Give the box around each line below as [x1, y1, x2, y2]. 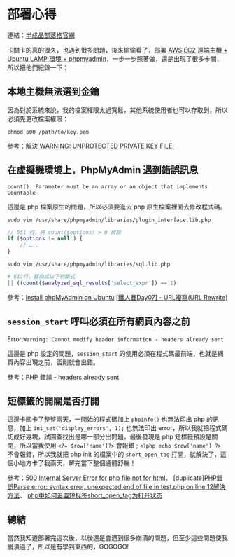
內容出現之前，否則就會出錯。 [13, 358, 99, 366]
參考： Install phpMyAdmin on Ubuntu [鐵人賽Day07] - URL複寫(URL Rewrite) [7, 293, 228, 301]
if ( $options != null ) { [7, 235, 83, 242]
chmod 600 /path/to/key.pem [7, 128, 90, 135]
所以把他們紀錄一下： [7, 63, 69, 71]
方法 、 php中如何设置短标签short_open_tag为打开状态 [7, 491, 163, 500]
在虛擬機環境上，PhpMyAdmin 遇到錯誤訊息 [7, 164, 199, 176]
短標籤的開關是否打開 [7, 395, 99, 407]
